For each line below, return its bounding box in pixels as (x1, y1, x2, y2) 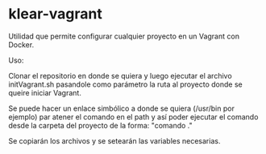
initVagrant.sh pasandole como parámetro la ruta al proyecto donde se (8, 79, 243, 89)
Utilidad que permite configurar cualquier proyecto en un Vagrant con (8, 31, 240, 41)
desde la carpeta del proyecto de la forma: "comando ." (8, 120, 193, 130)
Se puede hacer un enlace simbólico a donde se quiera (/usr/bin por (8, 103, 235, 113)
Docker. (8, 39, 35, 49)
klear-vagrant (8, 5, 102, 23)
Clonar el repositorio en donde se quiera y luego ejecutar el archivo (8, 71, 232, 80)
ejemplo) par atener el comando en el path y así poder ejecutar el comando (8, 111, 259, 121)
